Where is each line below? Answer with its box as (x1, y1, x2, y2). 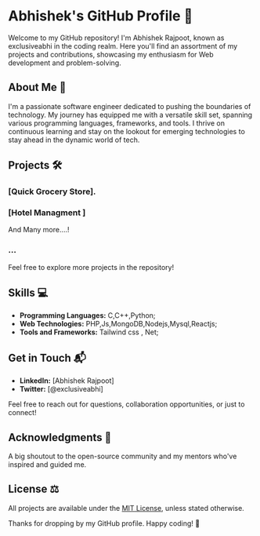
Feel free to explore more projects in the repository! (8, 262, 175, 272)
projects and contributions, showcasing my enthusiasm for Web (8, 49, 214, 59)
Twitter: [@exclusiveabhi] (19, 385, 103, 394)
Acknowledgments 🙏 (8, 431, 112, 444)
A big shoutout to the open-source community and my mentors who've (8, 451, 237, 461)
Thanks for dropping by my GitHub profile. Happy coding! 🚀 (8, 518, 200, 528)
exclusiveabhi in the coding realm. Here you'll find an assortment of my (8, 41, 238, 50)
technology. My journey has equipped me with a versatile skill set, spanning (8, 110, 253, 119)
